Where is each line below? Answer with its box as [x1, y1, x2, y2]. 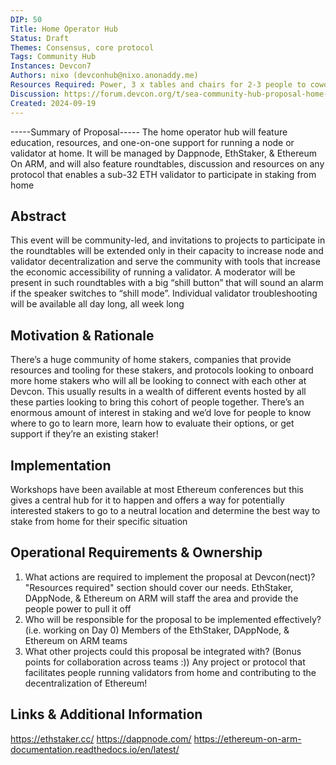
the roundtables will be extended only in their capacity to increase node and [10, 245, 324, 257]
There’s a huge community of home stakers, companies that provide [10, 354, 292, 366]
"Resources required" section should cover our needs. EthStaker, [24, 581, 294, 593]
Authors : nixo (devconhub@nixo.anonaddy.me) [10, 71, 199, 81]
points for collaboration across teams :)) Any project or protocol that [24, 656, 306, 668]
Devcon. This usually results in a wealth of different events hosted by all [10, 386, 307, 398]
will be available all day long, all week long [10, 298, 185, 310]
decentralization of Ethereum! [24, 677, 148, 689]
